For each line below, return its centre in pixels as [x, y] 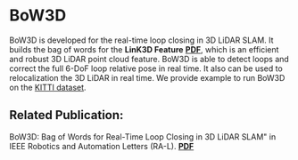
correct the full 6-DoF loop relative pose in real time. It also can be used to [146, 68]
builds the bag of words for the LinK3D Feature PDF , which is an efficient [144, 49]
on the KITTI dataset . [48, 87]
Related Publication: [66, 115]
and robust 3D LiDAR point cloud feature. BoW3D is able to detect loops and [149, 59]
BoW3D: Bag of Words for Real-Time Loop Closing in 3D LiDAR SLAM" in [143, 136]
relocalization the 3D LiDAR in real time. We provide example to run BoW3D [147, 77]
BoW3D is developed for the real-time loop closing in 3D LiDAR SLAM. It [141, 40]
